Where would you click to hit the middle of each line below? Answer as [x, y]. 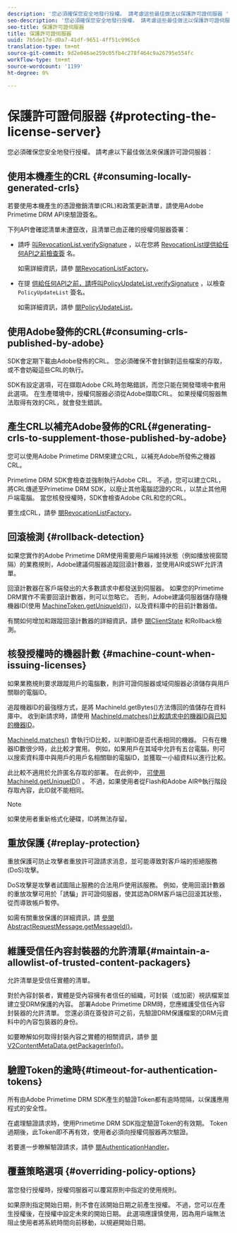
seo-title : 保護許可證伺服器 [46, 27]
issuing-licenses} [47, 665]
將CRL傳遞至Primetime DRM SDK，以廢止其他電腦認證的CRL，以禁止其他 [114, 488]
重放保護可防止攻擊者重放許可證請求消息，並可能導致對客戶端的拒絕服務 [112, 861]
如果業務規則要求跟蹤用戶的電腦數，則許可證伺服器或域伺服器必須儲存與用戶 [119, 683]
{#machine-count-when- [159, 654]
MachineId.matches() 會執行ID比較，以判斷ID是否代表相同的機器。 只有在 [114, 740]
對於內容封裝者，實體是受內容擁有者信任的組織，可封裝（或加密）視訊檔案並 [119, 995]
